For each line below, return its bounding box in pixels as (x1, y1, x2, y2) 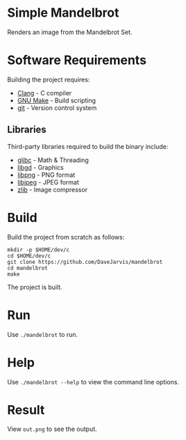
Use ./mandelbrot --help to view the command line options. (7, 377, 179, 386)
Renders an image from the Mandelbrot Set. (7, 28, 133, 36)
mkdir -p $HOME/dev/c (7, 246, 70, 253)
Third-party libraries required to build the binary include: (7, 142, 169, 150)
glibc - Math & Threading (17, 155, 89, 164)
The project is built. (7, 283, 62, 291)
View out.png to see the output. (7, 425, 97, 433)
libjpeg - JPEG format (17, 178, 80, 186)
